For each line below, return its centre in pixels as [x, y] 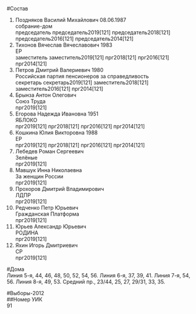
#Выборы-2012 [26, 293]
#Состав [17, 9]
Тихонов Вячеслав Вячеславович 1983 [64, 45]
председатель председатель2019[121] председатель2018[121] [93, 32]
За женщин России [39, 176]
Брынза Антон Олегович [46, 95]
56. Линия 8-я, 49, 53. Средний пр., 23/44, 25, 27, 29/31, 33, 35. [86, 282]
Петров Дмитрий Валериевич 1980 [59, 70]
